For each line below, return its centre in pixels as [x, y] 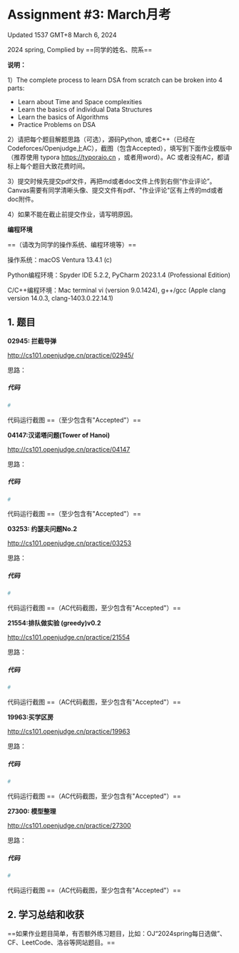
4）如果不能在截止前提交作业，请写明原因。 [72, 214]
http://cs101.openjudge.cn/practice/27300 [69, 825]
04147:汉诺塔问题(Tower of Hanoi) [59, 435]
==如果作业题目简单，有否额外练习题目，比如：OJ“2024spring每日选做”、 [117, 933]
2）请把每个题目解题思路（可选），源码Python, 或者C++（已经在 [101, 139]
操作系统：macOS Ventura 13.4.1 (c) [60, 259]
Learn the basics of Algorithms [63, 117]
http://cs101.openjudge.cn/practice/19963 [69, 732]
